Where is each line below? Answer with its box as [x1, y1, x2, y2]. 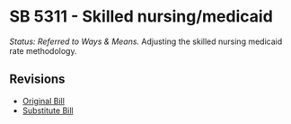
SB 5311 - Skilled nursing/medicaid [9, 6, 274, 27]
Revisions [9, 72, 66, 87]
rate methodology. [9, 45, 77, 56]
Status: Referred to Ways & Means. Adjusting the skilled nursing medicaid [9, 36, 283, 47]
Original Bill [22, 95, 66, 106]
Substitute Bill [22, 105, 74, 116]
